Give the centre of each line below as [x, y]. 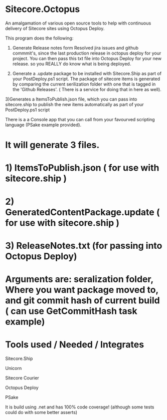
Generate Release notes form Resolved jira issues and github [75, 48]
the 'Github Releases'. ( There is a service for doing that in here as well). [87, 89]
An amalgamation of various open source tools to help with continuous [78, 23]
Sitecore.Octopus [43, 9]
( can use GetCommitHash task [71, 311]
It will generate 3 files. [52, 145]
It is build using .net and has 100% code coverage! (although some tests [80, 407]
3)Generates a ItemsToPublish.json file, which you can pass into [71, 99]
